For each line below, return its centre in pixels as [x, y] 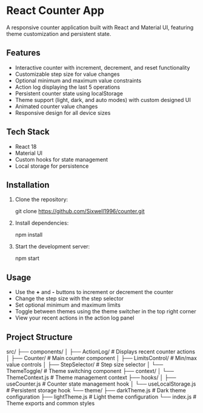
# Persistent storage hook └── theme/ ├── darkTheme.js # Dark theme [96, 390]
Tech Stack [28, 132]
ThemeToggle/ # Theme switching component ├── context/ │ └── [90, 371]
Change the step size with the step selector [69, 299]
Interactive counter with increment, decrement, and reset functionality [102, 67]
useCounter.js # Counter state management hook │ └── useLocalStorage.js [101, 384]
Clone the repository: [42, 200]
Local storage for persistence [52, 166]
